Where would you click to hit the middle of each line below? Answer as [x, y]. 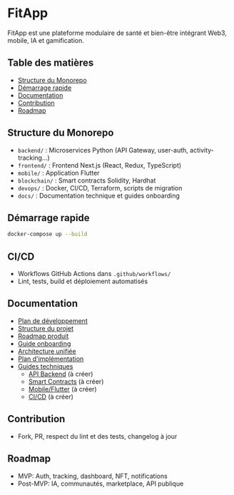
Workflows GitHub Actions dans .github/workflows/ [94, 274]
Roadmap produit [43, 336]
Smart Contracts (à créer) [66, 381]
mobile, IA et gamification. [46, 40]
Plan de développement [52, 321]
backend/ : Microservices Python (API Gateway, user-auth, [103, 150]
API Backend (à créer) [61, 374]
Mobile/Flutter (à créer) [63, 389]
